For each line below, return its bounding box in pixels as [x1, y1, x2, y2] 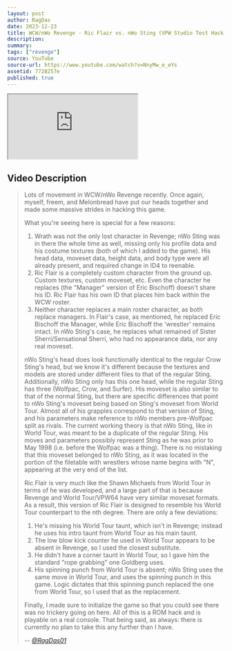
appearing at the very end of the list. [23, 465, 128, 474]
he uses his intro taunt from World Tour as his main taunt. [34, 529, 198, 537]
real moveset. [34, 342, 74, 351]
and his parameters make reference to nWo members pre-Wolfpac [23, 414, 213, 422]
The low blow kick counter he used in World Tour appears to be [34, 536, 215, 545]
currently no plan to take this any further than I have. [23, 623, 174, 632]
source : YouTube [7, 55, 54, 62]
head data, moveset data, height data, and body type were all [34, 254, 209, 262]
